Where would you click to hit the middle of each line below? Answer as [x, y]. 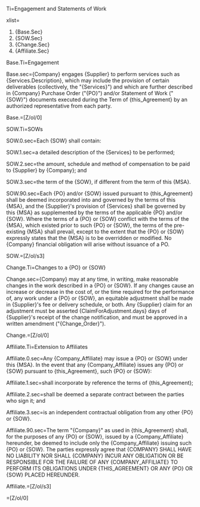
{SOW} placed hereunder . [43, 475]
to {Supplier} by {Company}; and [47, 170]
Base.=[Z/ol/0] [24, 117]
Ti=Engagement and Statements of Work [56, 9]
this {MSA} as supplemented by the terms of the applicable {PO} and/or [95, 212]
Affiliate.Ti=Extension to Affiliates [47, 347]
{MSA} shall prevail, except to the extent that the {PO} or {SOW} [105, 232]
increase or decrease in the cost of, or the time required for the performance [100, 292]
